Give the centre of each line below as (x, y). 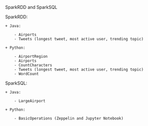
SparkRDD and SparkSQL (31, 7)
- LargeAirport (30, 101)
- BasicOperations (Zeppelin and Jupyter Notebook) (69, 119)
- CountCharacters (33, 65)
